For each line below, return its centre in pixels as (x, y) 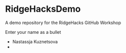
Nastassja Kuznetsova (35, 41)
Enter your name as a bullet (33, 32)
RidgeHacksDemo (43, 9)
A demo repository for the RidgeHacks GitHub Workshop (63, 23)
